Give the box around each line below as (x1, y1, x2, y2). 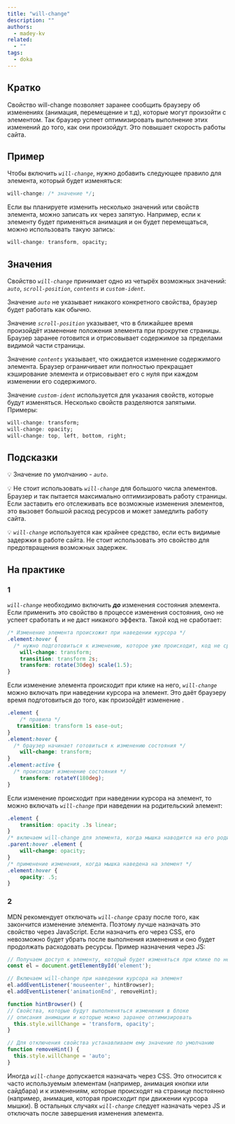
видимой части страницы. (7, 341, 85, 349)
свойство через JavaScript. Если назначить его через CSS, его (7, 927, 196, 936)
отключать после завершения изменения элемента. (7, 1109, 164, 1117)
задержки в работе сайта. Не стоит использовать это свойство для (7, 536, 210, 544)
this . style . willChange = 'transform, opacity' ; (13, 1020, 155, 1027)
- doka (13, 56, 33, 63)
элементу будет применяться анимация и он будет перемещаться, (7, 218, 208, 226)
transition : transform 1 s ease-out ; (16, 722, 124, 729)
